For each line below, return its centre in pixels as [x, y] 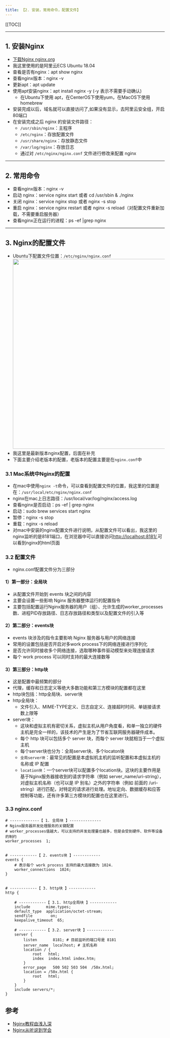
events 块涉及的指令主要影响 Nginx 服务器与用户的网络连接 [74, 638]
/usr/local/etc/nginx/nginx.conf [57, 493]
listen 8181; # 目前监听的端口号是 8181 [70, 940]
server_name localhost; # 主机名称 [60, 945]
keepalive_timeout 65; [39, 920]
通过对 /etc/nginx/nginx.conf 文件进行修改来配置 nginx [78, 153]
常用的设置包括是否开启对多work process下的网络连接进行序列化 [80, 644]
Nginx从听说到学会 [32, 1030]
